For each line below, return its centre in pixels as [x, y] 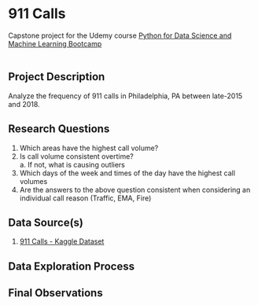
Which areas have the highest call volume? [89, 148]
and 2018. [24, 104]
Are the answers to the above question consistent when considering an [135, 189]
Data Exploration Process [72, 266]
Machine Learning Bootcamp [55, 43]
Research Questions [59, 129]
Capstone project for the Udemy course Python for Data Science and [120, 35]
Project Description [57, 77]
